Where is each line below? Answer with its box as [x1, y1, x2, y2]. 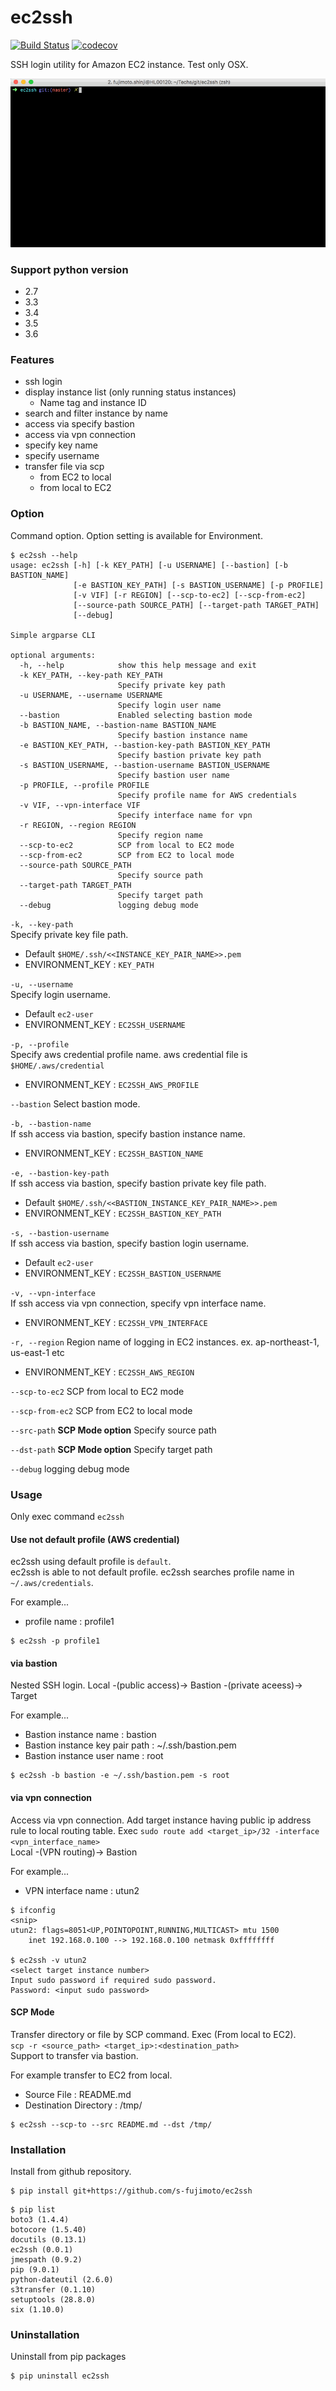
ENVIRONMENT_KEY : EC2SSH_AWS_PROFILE [24, 1078, 200, 1090]
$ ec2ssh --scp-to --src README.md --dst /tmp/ [10, 2119, 213, 2130]
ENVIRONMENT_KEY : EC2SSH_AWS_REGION [24, 1366, 195, 1378]
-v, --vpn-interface [10, 1288, 97, 1298]
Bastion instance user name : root [24, 1750, 164, 1762]
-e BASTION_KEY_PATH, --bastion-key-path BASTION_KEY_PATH [19, 740, 271, 750]
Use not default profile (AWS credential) [10, 1533, 180, 1545]
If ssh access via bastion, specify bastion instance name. [10, 1127, 246, 1140]
